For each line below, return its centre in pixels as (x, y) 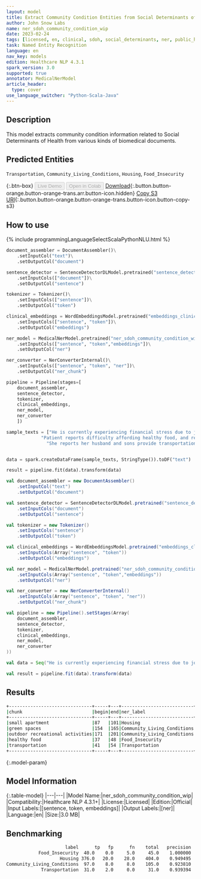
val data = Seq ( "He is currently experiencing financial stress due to (97, 663)
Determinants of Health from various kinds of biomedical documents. (91, 140)
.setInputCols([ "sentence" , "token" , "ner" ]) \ (76, 366)
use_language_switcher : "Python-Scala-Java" (63, 95)
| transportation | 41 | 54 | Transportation (83, 745)
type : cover (27, 90)
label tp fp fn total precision (128, 847)
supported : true (26, 73)
